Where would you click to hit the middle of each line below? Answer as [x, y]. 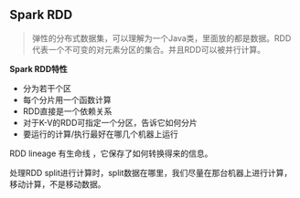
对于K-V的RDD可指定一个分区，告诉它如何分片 [110, 122]
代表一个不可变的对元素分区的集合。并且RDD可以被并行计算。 [149, 49]
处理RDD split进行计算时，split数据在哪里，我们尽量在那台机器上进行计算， [151, 172]
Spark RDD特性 [39, 68]
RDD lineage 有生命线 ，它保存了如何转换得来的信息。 [111, 153]
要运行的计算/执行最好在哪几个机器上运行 [100, 134]
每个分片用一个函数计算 [67, 99]
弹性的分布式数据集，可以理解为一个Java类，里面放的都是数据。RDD [161, 38]
